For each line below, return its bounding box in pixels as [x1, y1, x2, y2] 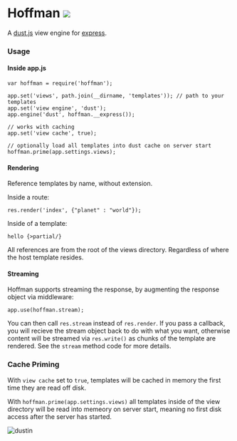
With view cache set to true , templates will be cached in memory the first [7, 375, 221, 384]
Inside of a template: [7, 219, 68, 228]
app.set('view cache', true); [7, 130, 98, 137]
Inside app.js [7, 64, 46, 73]
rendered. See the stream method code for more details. [7, 342, 172, 351]
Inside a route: [7, 193, 50, 202]
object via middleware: [7, 293, 74, 301]
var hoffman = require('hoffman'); [7, 80, 113, 87]
